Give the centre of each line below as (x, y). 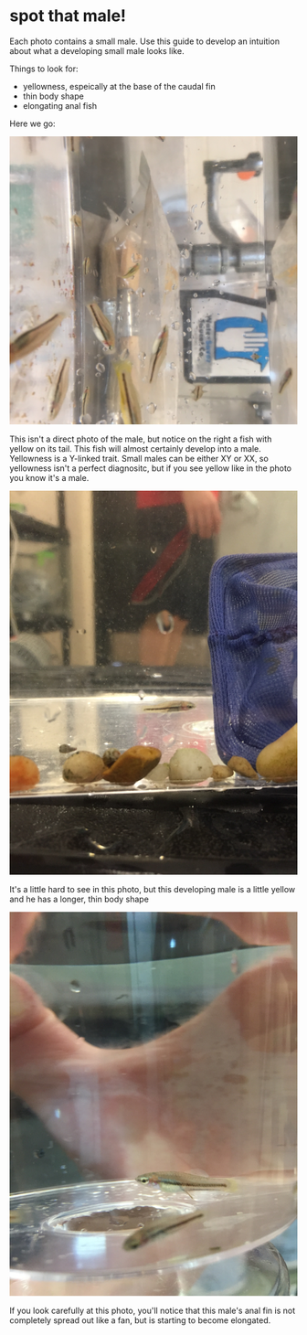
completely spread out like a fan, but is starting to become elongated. (140, 1320)
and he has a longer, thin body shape (79, 899)
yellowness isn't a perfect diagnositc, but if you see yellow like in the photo (151, 468)
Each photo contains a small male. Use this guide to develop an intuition (145, 41)
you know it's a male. (49, 477)
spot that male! (68, 16)
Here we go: (33, 123)
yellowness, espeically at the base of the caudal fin (119, 86)
